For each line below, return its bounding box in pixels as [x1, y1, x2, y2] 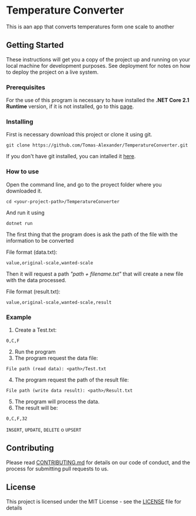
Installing [6, 117, 34, 126]
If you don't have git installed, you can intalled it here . [6, 153, 136, 160]
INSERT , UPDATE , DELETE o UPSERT [6, 426, 82, 433]
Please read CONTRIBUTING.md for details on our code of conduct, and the [6, 459, 190, 466]
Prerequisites [6, 83, 45, 92]
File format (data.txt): [6, 249, 58, 256]
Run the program [14, 348, 56, 355]
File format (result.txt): [6, 288, 61, 295]
